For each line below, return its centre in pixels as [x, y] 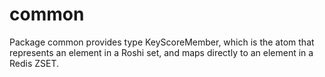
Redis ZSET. [34, 63]
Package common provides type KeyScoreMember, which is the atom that [162, 42]
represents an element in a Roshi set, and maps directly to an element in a [161, 52]
